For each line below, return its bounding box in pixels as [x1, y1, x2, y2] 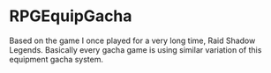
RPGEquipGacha [9, 6, 132, 26]
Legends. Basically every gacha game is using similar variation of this [9, 44, 262, 55]
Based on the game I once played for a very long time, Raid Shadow [9, 35, 256, 46]
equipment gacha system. [9, 54, 104, 64]
